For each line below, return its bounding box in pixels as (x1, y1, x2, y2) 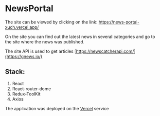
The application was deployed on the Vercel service (5, 105, 109, 111)
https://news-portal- (98, 19, 140, 25)
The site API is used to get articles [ (5, 48, 76, 54)
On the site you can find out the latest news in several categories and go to (5, 34, 156, 39)
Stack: (5, 68, 25, 76)
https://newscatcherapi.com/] (76, 48, 136, 54)
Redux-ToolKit (12, 91, 41, 97)
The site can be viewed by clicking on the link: (5, 19, 98, 25)
